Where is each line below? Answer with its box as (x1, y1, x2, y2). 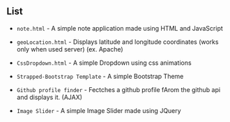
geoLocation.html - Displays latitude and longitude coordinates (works (16, 38, 219, 46)
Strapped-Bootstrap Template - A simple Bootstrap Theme (16, 72, 184, 80)
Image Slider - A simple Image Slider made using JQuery (16, 106, 182, 114)
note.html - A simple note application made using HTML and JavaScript (16, 24, 224, 32)
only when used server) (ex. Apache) (16, 45, 123, 53)
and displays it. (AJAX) (16, 93, 83, 101)
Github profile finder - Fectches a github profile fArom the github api (16, 85, 221, 93)
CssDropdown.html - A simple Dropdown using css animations (16, 59, 192, 67)
